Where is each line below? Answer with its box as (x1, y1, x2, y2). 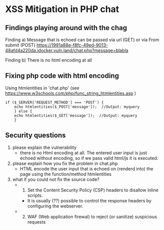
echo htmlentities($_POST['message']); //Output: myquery (14, 104, 140, 109)
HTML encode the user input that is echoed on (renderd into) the (19, 165, 153, 171)
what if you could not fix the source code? (12, 176, 99, 182)
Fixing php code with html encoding (5, 72, 119, 80)
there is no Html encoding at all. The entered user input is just (19, 149, 147, 156)
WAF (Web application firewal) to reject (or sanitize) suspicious (27, 213, 157, 219)
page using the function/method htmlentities (19, 171, 111, 177)
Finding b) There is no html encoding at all (5, 57, 92, 63)
